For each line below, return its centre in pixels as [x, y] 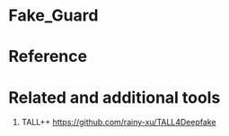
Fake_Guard [53, 16]
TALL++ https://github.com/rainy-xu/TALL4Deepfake [119, 123]
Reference [48, 57]
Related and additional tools [114, 97]
